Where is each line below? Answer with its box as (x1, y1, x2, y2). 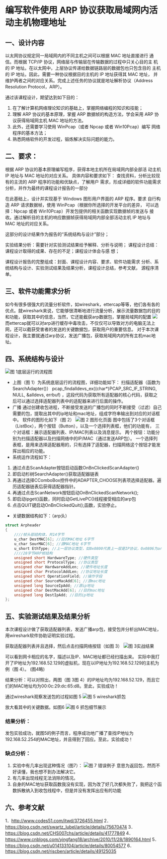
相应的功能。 (21, 448, 48, 454)
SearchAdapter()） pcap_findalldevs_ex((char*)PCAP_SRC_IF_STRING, (12, 386, 157, 392)
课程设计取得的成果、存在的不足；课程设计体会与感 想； (5, 248, 120, 254)
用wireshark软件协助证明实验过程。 (5, 633, 78, 639)
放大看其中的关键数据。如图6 (5, 704, 65, 710)
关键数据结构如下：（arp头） (12, 513, 70, 519)
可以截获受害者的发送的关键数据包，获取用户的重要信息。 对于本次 (18, 326, 155, 332)
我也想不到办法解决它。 (29, 769, 78, 775)
